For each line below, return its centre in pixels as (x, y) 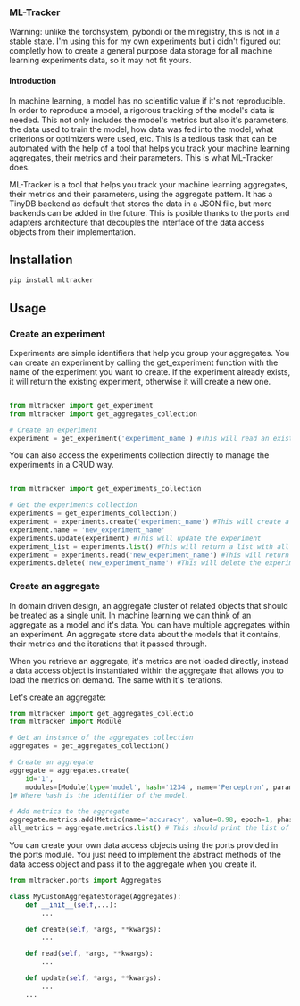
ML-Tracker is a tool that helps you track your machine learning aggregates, (149, 184)
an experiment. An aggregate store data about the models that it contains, (145, 634)
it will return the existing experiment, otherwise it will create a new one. (140, 381)
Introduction (33, 80)
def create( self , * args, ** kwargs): (94, 929)
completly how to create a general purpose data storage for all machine (141, 51)
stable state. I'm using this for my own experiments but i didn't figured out (145, 41)
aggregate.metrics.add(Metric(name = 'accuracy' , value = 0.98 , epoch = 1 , (142, 820)
